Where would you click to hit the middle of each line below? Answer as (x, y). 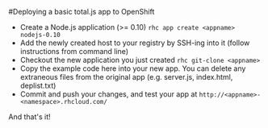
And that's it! (29, 117)
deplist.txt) (38, 85)
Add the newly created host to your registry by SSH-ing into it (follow (135, 43)
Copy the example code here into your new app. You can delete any (133, 68)
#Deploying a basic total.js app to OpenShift (82, 12)
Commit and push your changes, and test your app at (109, 94)
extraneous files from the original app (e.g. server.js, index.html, (126, 77)
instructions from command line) (74, 51)
